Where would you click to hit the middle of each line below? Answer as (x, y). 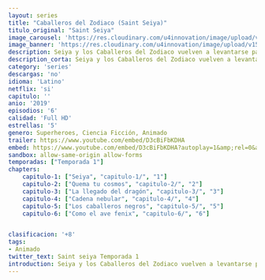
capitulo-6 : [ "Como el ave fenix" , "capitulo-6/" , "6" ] (116, 214)
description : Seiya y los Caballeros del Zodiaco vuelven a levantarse (128, 52)
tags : (17, 242)
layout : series (33, 15)
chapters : (24, 170)
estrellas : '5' (33, 125)
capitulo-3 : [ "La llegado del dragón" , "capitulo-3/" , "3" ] (123, 191)
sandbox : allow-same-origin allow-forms (76, 155)
